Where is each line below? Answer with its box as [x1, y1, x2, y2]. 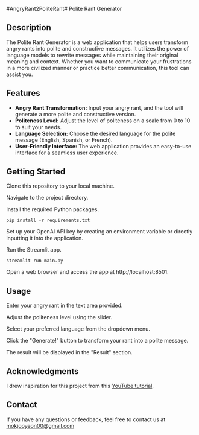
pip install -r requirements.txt [6, 217, 90, 224]
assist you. [6, 71, 33, 78]
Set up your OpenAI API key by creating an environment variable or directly [6, 228, 193, 235]
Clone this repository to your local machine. [6, 182, 115, 189]
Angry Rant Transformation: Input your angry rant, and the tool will [14, 104, 183, 111]
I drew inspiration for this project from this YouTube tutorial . [6, 383, 154, 390]
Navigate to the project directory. [6, 194, 89, 202]
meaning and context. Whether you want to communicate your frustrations [6, 57, 192, 65]
